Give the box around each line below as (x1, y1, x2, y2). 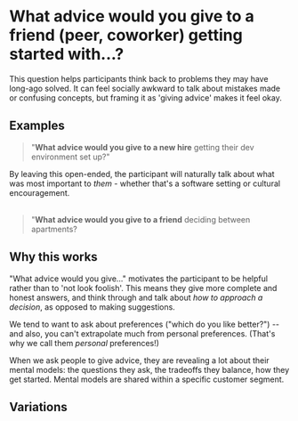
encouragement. (9, 187, 70, 198)
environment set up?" (30, 151, 110, 162)
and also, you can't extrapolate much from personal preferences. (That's (9, 328, 276, 339)
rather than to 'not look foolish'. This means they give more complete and (9, 282, 278, 293)
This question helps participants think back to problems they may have (9, 73, 269, 84)
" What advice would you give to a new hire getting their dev (30, 142, 255, 152)
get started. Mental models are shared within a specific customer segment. (9, 374, 285, 385)
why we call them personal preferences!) (9, 337, 160, 348)
